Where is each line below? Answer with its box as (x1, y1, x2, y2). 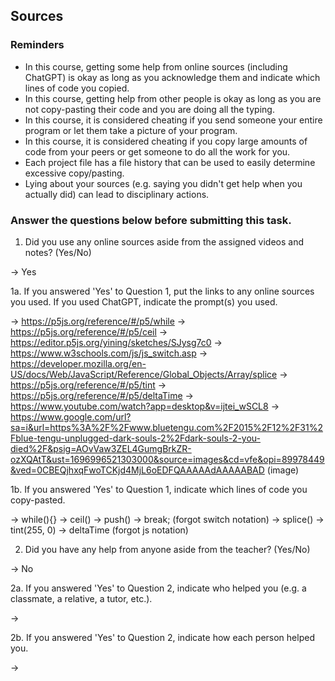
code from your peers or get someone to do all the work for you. (24, 145, 291, 158)
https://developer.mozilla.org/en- (10, 357, 147, 369)
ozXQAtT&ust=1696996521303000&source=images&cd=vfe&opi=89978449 (10, 453, 325, 465)
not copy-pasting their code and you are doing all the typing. (24, 103, 275, 115)
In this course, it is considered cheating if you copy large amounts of (24, 135, 308, 147)
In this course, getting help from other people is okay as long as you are (24, 92, 322, 104)
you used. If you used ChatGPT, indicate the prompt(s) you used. (10, 295, 278, 308)
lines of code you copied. (24, 82, 130, 94)
